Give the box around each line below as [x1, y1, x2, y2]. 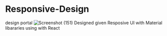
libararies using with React [5, 25, 60, 31]
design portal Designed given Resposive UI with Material [5, 20, 162, 26]
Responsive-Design [5, 3, 89, 15]
